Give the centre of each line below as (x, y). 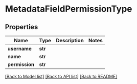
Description (70, 41)
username (20, 49)
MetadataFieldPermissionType (68, 9)
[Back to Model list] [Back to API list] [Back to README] (61, 76)
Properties (22, 27)
